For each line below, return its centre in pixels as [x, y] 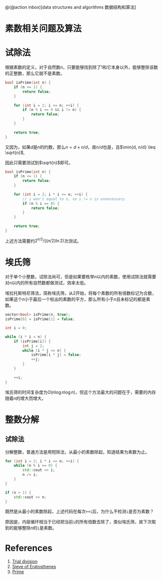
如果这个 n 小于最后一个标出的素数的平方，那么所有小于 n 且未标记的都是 [76, 299]
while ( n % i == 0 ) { [35, 466]
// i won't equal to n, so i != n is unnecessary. [75, 199]
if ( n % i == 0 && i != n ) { [52, 110]
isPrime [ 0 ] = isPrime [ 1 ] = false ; [40, 319]
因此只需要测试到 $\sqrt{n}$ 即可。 [39, 162]
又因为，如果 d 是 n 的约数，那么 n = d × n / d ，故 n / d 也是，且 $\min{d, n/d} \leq [80, 147]
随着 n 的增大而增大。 [25, 398]
